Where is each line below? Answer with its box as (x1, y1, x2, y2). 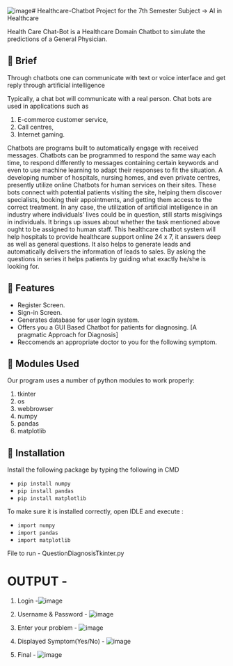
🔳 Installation (7, 447, 65, 459)
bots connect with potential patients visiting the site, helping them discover (7, 188, 223, 196)
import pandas (17, 529, 58, 536)
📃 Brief (7, 55, 37, 67)
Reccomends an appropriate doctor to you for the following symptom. (17, 338, 218, 346)
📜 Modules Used (7, 358, 80, 370)
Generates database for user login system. (17, 316, 140, 324)
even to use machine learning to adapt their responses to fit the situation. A (7, 166, 223, 174)
